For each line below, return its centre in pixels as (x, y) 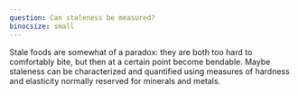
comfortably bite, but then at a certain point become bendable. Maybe (140, 62)
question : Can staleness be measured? (82, 18)
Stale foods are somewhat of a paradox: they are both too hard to (131, 52)
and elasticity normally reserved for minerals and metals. (115, 81)
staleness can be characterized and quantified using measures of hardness (150, 71)
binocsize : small (42, 26)
